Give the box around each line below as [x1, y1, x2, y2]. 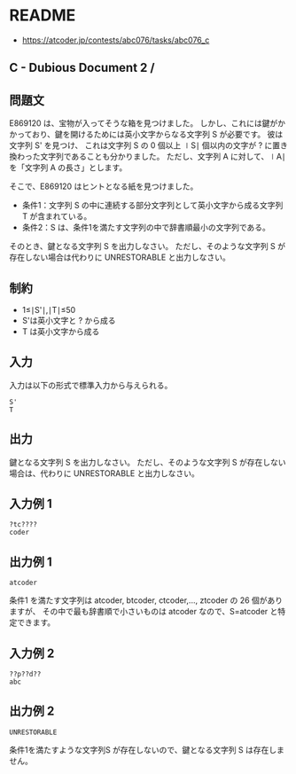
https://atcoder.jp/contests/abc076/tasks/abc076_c [21, 35, 210, 45]
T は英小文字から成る [21, 325, 100, 337]
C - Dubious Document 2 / [9, 60, 155, 75]
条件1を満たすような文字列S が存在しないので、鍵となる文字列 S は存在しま [9, 744, 285, 754]
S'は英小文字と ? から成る [21, 315, 117, 325]
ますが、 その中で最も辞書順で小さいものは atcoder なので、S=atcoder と [9, 606, 278, 617]
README [9, 5, 76, 26]
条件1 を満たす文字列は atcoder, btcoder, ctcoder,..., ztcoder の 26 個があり [9, 595, 284, 606]
